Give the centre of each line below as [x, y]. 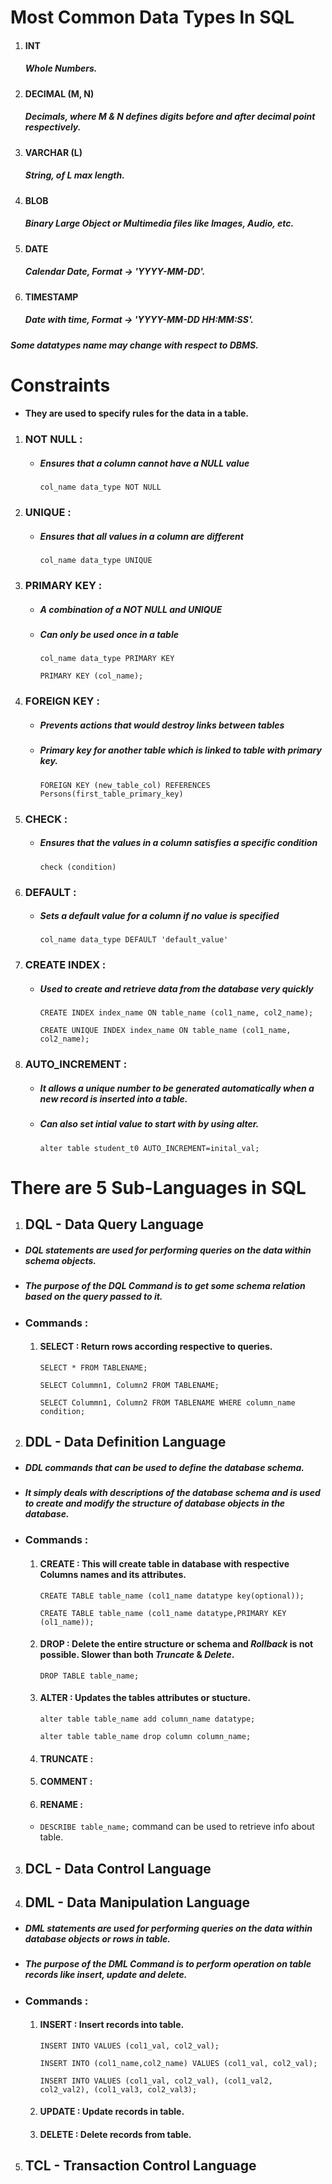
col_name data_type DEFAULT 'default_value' [134, 940]
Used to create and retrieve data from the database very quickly [176, 988]
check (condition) [78, 867]
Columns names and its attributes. [113, 1575]
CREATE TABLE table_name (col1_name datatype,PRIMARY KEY [163, 1613]
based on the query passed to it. [93, 1297]
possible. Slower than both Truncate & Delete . [137, 1655]
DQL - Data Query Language [114, 1224]
